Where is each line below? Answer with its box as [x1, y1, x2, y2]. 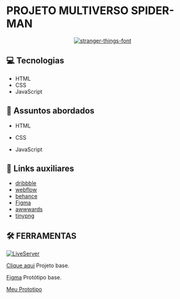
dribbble [15, 180, 37, 187]
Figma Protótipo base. [6, 274, 62, 281]
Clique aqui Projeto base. [6, 262, 70, 270]
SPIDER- [131, 4, 175, 18]
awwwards [15, 206, 43, 213]
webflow [15, 186, 37, 194]
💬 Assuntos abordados [6, 105, 95, 116]
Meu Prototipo [6, 286, 43, 293]
